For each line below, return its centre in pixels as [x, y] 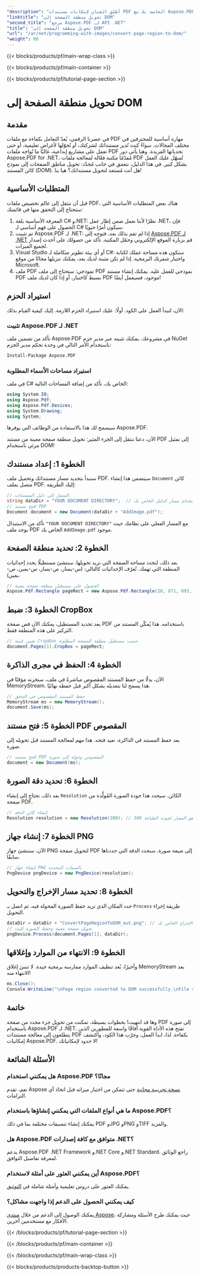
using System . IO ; [28, 395]
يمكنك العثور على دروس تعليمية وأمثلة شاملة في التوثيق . [68, 1186]
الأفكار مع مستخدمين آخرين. [37, 1221]
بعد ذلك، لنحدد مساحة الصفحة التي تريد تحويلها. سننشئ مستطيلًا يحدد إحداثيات [92, 562]
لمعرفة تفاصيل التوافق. [32, 1158]
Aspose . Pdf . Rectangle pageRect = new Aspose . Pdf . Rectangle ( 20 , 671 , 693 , [99, 591]
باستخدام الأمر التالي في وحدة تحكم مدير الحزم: [59, 344]
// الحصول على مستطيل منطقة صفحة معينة [53, 586]
